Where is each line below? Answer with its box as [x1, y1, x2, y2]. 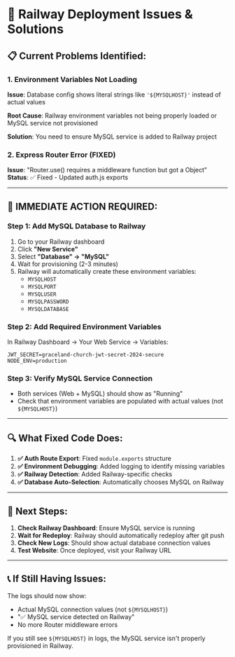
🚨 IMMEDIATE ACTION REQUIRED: [7, 200, 158, 212]
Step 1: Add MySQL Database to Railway [7, 221, 146, 231]
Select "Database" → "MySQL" [17, 252, 110, 261]
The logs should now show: [7, 591, 87, 600]
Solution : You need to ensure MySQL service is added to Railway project [7, 132, 217, 141]
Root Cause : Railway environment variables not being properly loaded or [7, 111, 217, 120]
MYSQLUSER [27, 291, 57, 298]
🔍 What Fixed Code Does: [7, 432, 123, 444]
